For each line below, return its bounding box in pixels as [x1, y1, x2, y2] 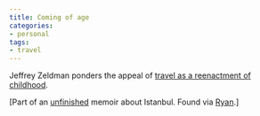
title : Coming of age [9, 12, 90, 22]
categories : [9, 21, 53, 30]
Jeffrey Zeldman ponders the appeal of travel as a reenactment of [9, 70, 251, 81]
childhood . [9, 80, 49, 90]
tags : [9, 37, 29, 47]
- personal [9, 29, 50, 38]
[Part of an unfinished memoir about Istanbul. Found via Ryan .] [9, 97, 240, 107]
